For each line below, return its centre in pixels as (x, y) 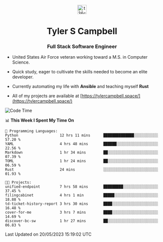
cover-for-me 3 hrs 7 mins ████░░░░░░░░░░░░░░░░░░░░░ (82, 213)
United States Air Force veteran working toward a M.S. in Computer (80, 57)
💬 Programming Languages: (31, 131)
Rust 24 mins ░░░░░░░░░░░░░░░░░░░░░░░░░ (82, 170)
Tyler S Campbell (82, 31)
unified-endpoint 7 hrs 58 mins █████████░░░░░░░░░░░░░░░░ (82, 187)
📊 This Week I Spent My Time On (40, 120)
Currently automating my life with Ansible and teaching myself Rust (80, 87)
